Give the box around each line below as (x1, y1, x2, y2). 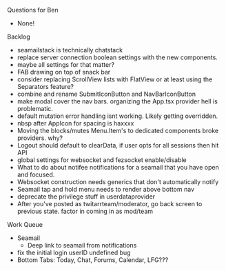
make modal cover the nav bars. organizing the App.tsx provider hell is (17, 97, 218, 106)
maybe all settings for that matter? (17, 61, 115, 68)
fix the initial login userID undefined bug (17, 248, 131, 257)
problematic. (17, 105, 54, 112)
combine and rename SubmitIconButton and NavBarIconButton (17, 90, 196, 98)
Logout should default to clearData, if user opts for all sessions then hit (17, 141, 219, 149)
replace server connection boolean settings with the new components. (17, 53, 218, 61)
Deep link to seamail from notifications (27, 241, 137, 249)
